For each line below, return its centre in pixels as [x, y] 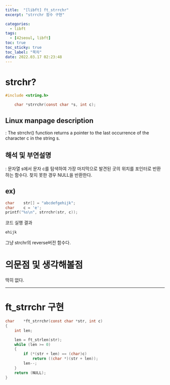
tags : [11, 34]
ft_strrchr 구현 [35, 307]
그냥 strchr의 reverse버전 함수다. [38, 243]
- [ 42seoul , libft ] [30, 38]
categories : [18, 24]
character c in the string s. [33, 138]
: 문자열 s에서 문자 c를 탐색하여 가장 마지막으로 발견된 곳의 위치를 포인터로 [78, 169]
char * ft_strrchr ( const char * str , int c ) [54, 321]
